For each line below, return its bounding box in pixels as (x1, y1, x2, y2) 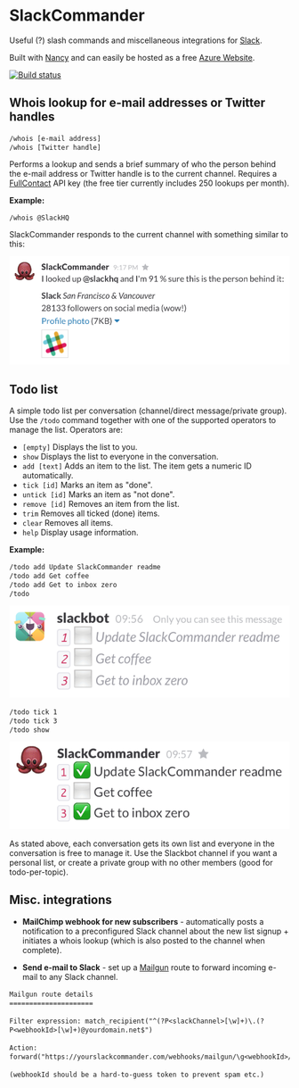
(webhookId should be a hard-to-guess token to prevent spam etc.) (9, 1070, 265, 1079)
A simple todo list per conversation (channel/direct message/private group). (9, 405, 287, 416)
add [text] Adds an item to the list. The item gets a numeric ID (21, 461, 252, 471)
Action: (9, 1043, 38, 1052)
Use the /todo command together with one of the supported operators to (9, 415, 277, 426)
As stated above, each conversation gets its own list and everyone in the (9, 838, 275, 849)
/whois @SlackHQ (9, 213, 69, 222)
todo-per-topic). (9, 867, 69, 877)
